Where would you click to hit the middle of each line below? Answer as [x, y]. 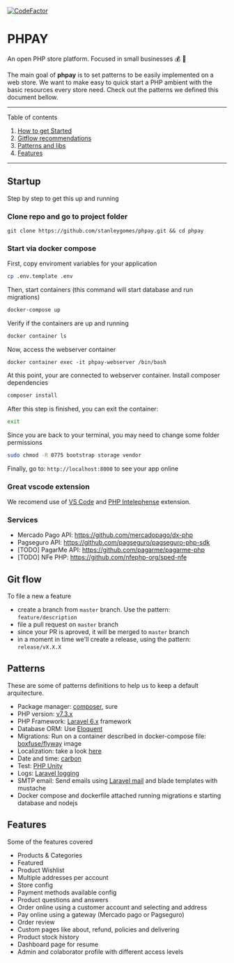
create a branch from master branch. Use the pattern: [94, 610]
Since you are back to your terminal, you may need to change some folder [114, 435]
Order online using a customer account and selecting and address [112, 907]
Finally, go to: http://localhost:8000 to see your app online [93, 469]
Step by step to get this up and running [63, 198]
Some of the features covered [50, 841]
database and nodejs [47, 802]
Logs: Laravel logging [48, 773]
